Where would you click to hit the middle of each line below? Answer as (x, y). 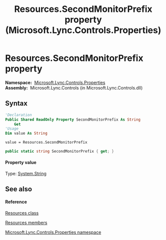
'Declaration (19, 115)
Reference (16, 202)
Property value (21, 162)
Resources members (26, 223)
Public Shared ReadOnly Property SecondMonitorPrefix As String (73, 120)
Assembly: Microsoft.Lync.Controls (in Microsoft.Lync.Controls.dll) (74, 87)
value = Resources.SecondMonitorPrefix (46, 143)
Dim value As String (27, 133)
